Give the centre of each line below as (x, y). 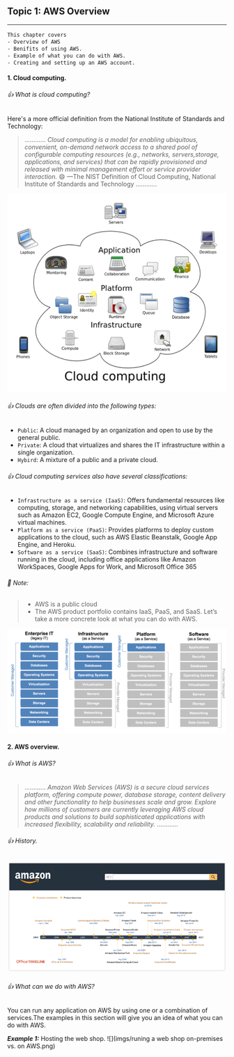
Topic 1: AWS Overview (58, 11)
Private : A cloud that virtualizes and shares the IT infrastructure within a (121, 445)
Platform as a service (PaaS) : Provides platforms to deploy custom (116, 530)
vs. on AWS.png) (31, 1046)
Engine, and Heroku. (47, 545)
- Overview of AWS (34, 42)
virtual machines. (42, 523)
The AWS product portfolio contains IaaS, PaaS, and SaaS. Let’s (126, 612)
